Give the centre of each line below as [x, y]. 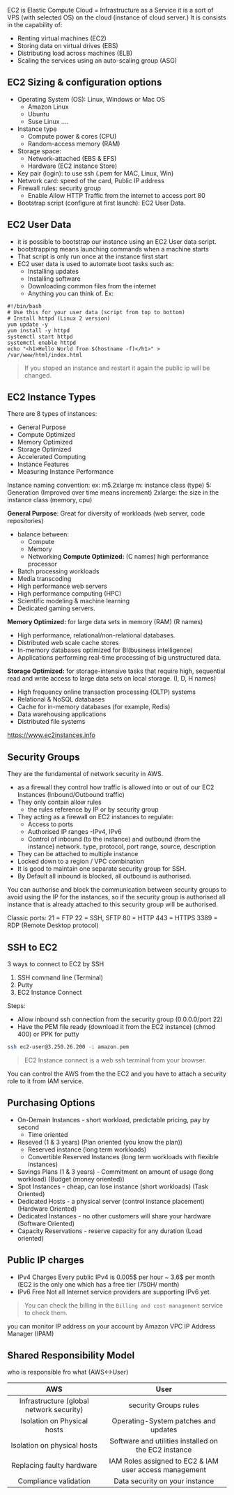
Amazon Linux [48, 107]
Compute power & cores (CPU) [72, 136]
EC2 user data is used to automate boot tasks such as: [95, 263]
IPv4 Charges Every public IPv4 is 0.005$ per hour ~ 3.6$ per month [116, 1277]
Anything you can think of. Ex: [70, 293]
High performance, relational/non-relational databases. [96, 635]
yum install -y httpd [39, 330]
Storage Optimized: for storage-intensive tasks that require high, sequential [116, 671]
